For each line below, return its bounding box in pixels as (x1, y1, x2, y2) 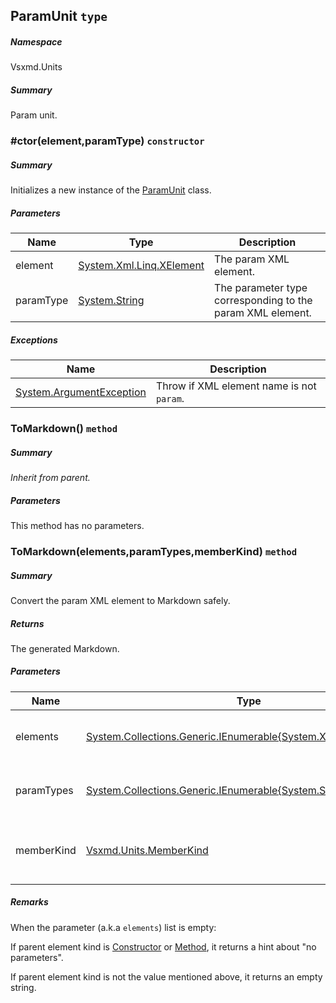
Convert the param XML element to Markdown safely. (10, 594, 231, 606)
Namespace (10, 35, 63, 48)
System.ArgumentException (15, 385, 147, 399)
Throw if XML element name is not (155, 379, 317, 393)
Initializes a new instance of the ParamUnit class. (10, 184, 212, 196)
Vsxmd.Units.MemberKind (85, 843, 209, 857)
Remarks (10, 896, 49, 908)
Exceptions (10, 334, 58, 346)
